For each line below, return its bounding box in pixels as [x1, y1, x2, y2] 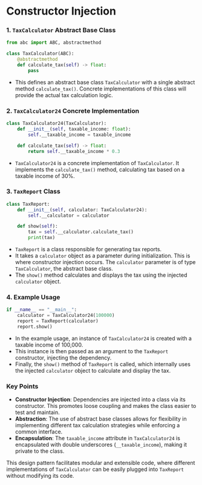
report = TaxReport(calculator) [17, 318, 99, 324]
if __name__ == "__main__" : [6, 307, 77, 313]
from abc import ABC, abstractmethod [6, 39, 102, 46]
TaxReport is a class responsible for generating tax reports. [15, 246, 162, 253]
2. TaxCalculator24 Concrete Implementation [6, 106, 140, 115]
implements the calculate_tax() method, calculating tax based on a [15, 166, 185, 173]
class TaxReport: [6, 201, 50, 207]
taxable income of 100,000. [15, 341, 83, 348]
